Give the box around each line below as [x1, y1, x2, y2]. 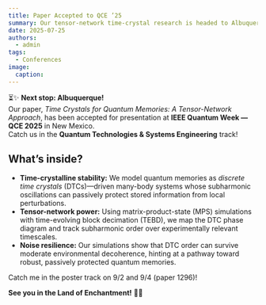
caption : [15, 71, 44, 78]
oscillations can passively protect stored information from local [19, 190, 226, 200]
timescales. [19, 232, 58, 242]
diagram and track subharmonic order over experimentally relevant [19, 223, 238, 234]
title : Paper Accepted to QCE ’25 [8, 11, 123, 20]
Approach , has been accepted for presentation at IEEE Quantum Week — [8, 112, 248, 122]
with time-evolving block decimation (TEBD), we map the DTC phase [19, 215, 244, 225]
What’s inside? [8, 152, 83, 166]
